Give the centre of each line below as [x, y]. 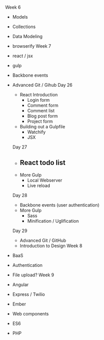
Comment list [41, 111]
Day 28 [20, 195]
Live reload [39, 186]
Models [20, 17]
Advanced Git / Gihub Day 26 [42, 85]
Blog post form [43, 116]
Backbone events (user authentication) [59, 205]
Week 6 [13, 7]
